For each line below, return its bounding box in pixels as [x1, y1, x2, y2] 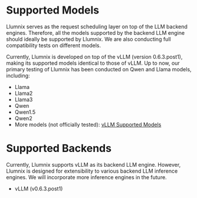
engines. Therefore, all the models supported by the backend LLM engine [6, 29, 185, 36]
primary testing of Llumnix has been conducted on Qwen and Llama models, [6, 65, 192, 72]
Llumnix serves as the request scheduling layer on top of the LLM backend [6, 23, 188, 30]
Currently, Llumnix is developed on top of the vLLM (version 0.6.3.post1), [6, 53, 183, 60]
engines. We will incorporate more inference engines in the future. [6, 173, 167, 180]
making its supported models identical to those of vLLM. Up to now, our [6, 60, 180, 67]
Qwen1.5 [14, 108, 36, 115]
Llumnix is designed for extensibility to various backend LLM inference [6, 167, 178, 174]
